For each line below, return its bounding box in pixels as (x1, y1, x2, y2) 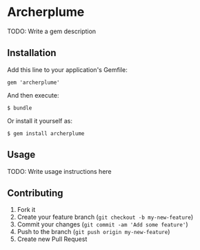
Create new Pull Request (17, 235, 88, 243)
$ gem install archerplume (7, 130, 85, 137)
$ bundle (7, 105, 32, 111)
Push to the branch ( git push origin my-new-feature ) (17, 228, 170, 236)
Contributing (7, 187, 63, 199)
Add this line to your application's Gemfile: (7, 65, 128, 73)
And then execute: (7, 91, 59, 99)
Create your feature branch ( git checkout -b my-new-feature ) (17, 213, 194, 222)
